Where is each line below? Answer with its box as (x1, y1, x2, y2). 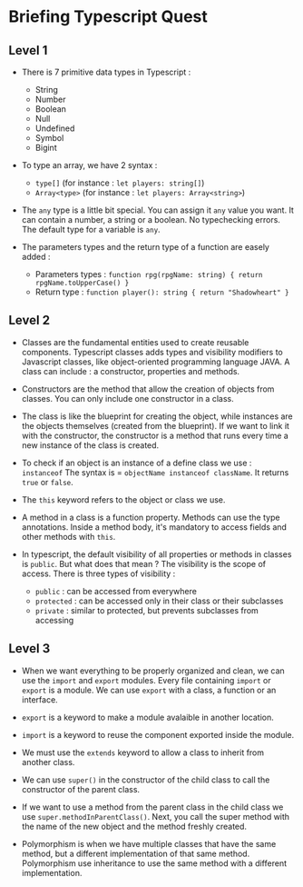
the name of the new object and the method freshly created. (21, 821, 247, 832)
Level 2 (8, 313, 51, 328)
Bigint (34, 143, 57, 153)
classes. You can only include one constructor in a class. (21, 393, 234, 404)
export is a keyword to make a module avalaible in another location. (21, 712, 274, 723)
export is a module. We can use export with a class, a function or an (21, 684, 277, 695)
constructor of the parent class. (21, 783, 141, 794)
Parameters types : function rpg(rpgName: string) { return (34, 269, 263, 279)
